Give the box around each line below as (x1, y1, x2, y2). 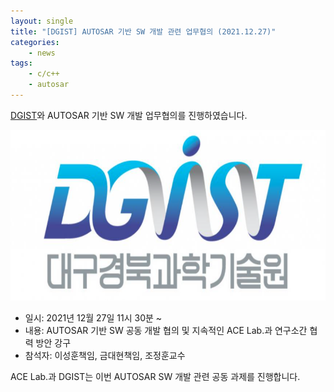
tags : (10, 58, 33, 69)
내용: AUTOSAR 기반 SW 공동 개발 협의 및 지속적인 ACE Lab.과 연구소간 (24, 325, 308, 337)
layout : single (10, 16, 74, 26)
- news (28, 48, 56, 58)
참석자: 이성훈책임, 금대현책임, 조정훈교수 (24, 350, 186, 362)
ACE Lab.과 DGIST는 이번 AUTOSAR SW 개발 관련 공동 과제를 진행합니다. (10, 371, 301, 383)
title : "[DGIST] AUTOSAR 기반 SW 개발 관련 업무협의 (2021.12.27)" (10, 26, 277, 37)
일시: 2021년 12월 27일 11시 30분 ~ (24, 312, 163, 324)
